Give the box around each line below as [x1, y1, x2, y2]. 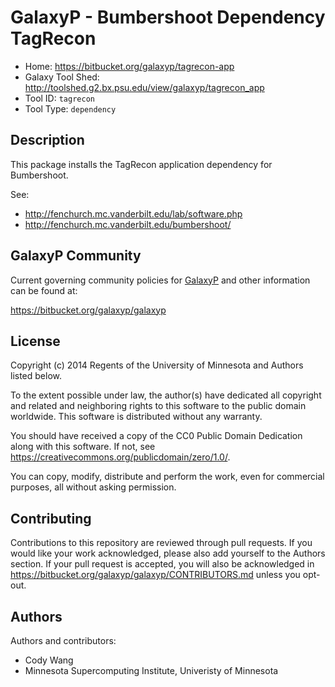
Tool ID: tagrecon [24, 92, 95, 104]
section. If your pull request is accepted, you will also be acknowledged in [10, 558, 315, 570]
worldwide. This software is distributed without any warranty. [10, 411, 263, 423]
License [10, 332, 61, 350]
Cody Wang [24, 654, 74, 666]
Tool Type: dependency [24, 102, 117, 115]
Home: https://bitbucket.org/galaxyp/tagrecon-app [24, 60, 235, 72]
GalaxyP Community [10, 247, 142, 265]
